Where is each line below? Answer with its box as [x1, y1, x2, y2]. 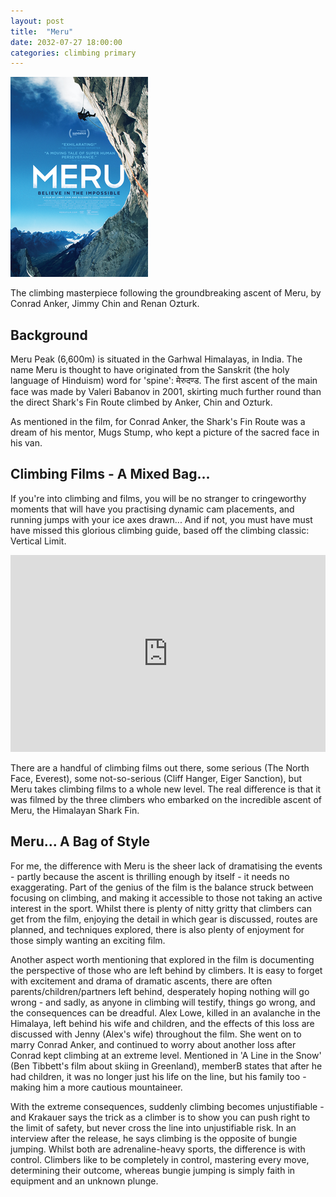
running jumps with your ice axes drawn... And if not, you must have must [10, 513, 313, 525]
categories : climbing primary [10, 48, 137, 58]
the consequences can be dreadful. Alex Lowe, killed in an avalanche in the [10, 1006, 321, 1019]
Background [10, 326, 88, 344]
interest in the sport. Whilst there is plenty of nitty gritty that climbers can [10, 902, 312, 914]
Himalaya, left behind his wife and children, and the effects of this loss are [10, 1017, 315, 1029]
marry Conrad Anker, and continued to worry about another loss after [10, 1038, 297, 1050]
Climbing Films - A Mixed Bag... [10, 466, 211, 483]
